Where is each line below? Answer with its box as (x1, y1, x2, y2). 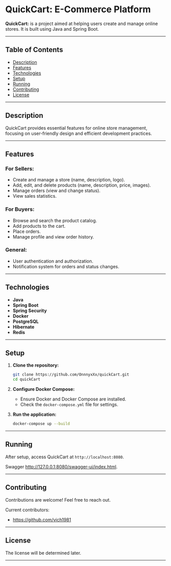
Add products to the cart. (12, 223, 66, 229)
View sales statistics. (12, 193, 57, 199)
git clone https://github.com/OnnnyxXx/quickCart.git (12, 372, 129, 378)
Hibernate (12, 323, 35, 330)
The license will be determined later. (5, 550, 81, 556)
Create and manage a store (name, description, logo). (12, 177, 125, 183)
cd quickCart (12, 377, 41, 382)
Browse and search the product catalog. (12, 217, 97, 223)
